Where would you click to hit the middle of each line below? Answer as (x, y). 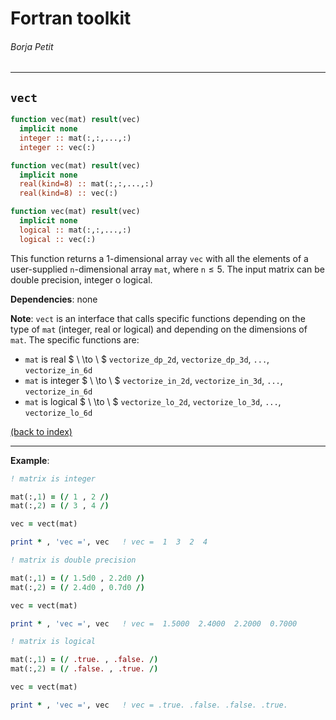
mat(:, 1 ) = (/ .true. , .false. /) (84, 660)
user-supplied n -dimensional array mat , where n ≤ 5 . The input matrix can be (167, 269)
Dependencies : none (54, 299)
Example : (30, 460)
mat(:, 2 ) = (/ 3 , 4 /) (60, 506)
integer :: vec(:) (58, 147)
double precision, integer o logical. (81, 279)
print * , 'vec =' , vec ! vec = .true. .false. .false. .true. (149, 705)
